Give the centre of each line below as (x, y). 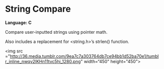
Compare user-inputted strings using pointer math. (56, 32)
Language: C (18, 23)
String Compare (38, 9)
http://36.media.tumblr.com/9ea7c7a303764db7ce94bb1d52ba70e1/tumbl (84, 56)
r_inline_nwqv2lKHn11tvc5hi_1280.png (43, 61)
